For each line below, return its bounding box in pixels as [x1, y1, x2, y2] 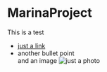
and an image [17, 56, 58, 64]
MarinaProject [7, 5, 93, 21]
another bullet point [17, 49, 75, 57]
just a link [17, 41, 46, 50]
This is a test [7, 28, 44, 36]
